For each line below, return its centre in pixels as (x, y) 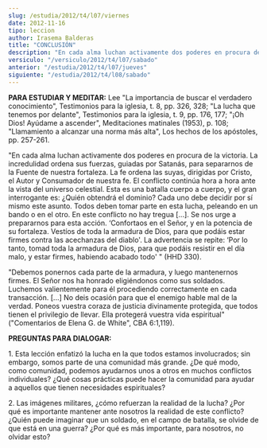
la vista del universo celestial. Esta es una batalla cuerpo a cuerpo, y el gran (132, 189)
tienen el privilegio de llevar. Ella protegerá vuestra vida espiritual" (116, 314)
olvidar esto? (29, 436)
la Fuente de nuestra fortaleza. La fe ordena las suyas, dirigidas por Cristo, (130, 172)
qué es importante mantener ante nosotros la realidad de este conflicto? (126, 411)
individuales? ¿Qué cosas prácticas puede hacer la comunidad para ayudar (131, 379)
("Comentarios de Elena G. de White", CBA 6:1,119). (91, 322)
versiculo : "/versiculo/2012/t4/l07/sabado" (83, 60)
